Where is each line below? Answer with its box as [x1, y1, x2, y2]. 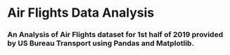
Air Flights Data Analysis [7, 5, 155, 21]
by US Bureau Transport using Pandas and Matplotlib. [7, 38, 195, 48]
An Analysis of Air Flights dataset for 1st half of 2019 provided [7, 30, 224, 40]
